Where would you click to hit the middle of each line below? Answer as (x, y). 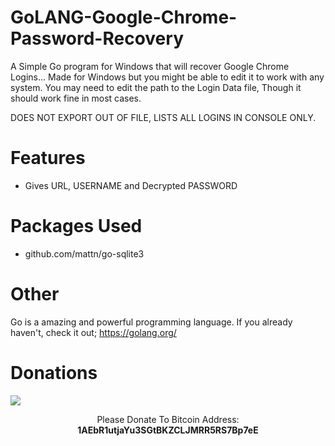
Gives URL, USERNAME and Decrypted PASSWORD (131, 185)
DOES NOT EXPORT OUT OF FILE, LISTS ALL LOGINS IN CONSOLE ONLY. (163, 117)
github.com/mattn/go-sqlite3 (84, 253)
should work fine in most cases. (76, 98)
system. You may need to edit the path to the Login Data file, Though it (156, 87)
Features (48, 158)
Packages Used (76, 226)
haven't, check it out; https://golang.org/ (93, 332)
